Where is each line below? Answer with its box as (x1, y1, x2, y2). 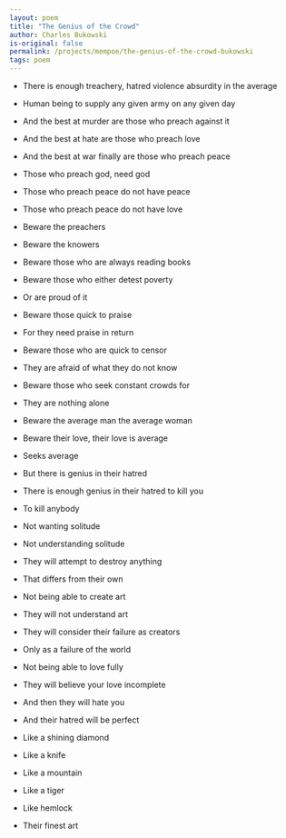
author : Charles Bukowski (9, 30, 107, 39)
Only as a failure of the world (22, 644, 132, 654)
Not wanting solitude (22, 521, 101, 532)
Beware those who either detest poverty (22, 274, 173, 284)
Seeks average (22, 451, 79, 461)
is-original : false (9, 38, 84, 48)
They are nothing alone (22, 397, 110, 408)
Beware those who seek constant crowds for (22, 380, 191, 391)
